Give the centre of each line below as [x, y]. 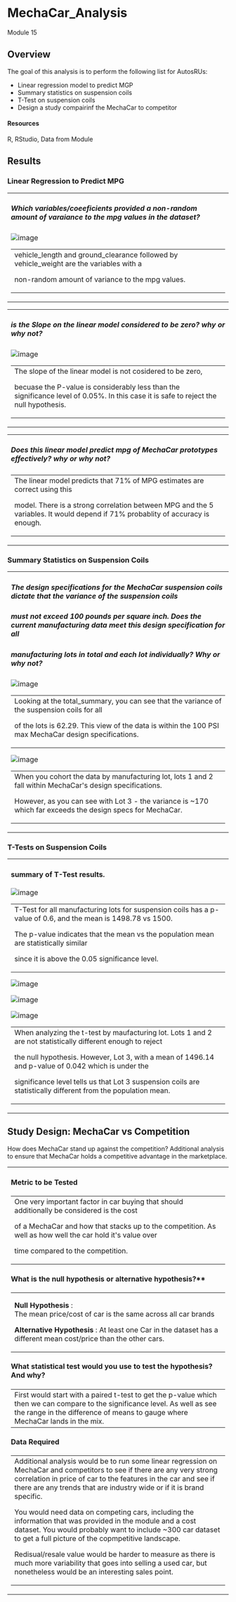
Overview [29, 54]
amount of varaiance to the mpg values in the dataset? [105, 217]
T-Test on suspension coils [56, 100]
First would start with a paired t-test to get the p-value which [116, 1395]
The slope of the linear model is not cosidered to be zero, [109, 371]
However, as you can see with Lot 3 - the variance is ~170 [111, 801]
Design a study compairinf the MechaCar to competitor [97, 108]
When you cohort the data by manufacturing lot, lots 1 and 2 [114, 776]
